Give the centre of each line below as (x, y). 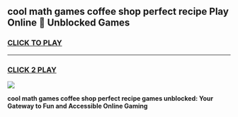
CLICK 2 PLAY (32, 69)
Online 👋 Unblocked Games (69, 23)
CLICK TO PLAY (35, 43)
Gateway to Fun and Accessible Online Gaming (78, 106)
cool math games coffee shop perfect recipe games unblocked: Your (110, 98)
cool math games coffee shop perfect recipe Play (118, 12)
